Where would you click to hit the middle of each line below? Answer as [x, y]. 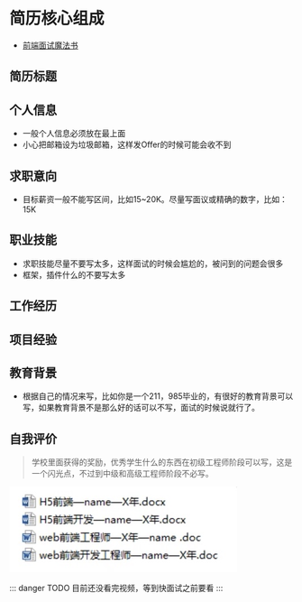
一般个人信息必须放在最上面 [74, 134]
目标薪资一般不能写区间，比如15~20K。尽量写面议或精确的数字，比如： [155, 199]
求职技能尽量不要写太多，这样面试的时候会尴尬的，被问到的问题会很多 [153, 264]
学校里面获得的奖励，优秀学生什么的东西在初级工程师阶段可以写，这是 [162, 462]
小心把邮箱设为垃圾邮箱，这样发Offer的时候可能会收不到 [127, 144]
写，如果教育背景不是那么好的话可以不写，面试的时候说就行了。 [141, 408]
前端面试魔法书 [50, 45]
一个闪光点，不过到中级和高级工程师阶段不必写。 [122, 474]
